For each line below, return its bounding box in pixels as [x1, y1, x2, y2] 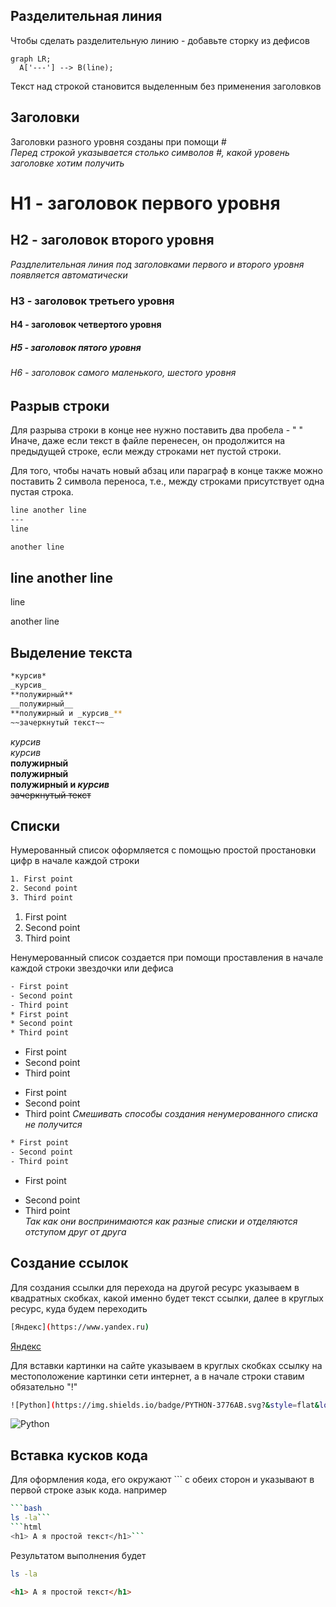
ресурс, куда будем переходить [10, 1302, 148, 1314]
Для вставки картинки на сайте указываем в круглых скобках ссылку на [10, 1359, 323, 1371]
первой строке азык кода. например [10, 1484, 167, 1496]
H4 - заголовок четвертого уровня [10, 319, 162, 331]
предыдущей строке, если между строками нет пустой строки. [10, 445, 282, 458]
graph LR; [10, 54, 52, 64]
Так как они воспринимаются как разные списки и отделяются [24, 1215, 298, 1227]
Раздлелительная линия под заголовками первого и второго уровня [10, 258, 305, 270]
